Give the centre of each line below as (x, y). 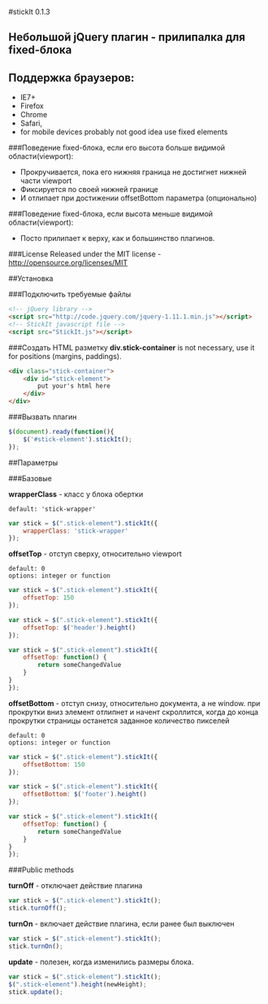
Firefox (32, 106)
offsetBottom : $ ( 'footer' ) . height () (85, 794)
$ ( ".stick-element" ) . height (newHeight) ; (78, 984)
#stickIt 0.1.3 (29, 12)
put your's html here (74, 386)
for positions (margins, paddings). (65, 356)
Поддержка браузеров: (71, 78)
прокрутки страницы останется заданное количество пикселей (119, 721)
